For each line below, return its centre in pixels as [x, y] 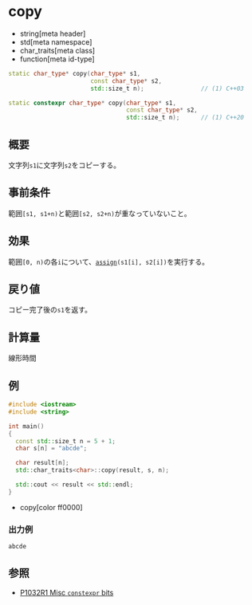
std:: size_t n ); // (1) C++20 [185, 118]
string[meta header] [53, 33]
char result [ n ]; [42, 463]
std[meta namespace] [56, 41]
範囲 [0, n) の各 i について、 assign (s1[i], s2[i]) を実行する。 [109, 261]
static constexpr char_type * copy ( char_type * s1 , [93, 103]
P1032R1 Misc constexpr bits [67, 592]
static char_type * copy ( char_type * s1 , [75, 73]
